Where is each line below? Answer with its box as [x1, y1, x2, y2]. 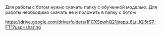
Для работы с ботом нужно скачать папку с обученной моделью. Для [5, 4, 157, 10]
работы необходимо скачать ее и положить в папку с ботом [5, 9, 136, 15]
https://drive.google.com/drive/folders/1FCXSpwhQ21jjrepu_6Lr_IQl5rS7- [5, 19, 156, 25]
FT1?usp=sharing [5, 24, 41, 30]
